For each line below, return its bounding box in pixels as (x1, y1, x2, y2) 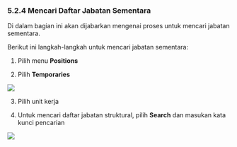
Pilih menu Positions (17, 57, 79, 65)
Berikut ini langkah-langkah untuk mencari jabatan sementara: (7, 43, 189, 52)
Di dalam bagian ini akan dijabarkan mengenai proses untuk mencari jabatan (7, 22, 230, 30)
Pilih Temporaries (17, 70, 71, 79)
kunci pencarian (17, 119, 65, 127)
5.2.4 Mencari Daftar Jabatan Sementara (7, 6, 151, 16)
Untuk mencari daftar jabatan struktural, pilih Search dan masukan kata (17, 111, 226, 119)
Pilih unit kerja (17, 98, 59, 106)
